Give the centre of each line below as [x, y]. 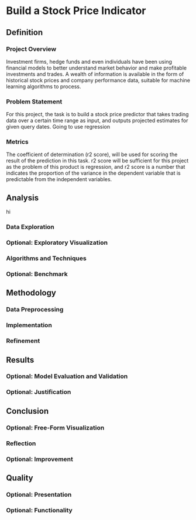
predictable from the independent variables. [59, 179]
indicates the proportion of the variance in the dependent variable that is [93, 173]
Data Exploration [30, 227]
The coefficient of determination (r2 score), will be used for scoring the [92, 155]
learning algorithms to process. [44, 86]
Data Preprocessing [35, 310]
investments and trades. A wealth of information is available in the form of [95, 74]
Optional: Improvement [39, 459]
